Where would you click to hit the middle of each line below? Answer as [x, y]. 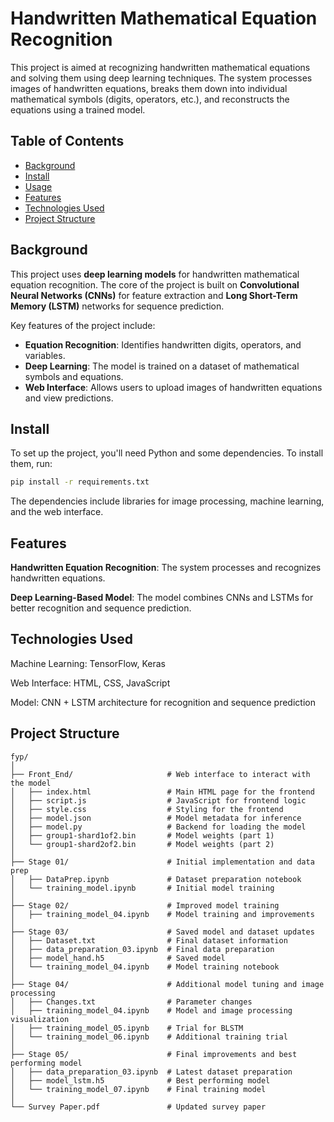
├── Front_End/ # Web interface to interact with [160, 774]
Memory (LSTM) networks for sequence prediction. [117, 306]
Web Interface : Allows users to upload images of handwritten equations [173, 387]
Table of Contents [67, 141]
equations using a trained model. [78, 109]
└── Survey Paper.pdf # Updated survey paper [138, 1107]
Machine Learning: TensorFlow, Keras [88, 663]
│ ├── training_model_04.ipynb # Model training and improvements [162, 914]
